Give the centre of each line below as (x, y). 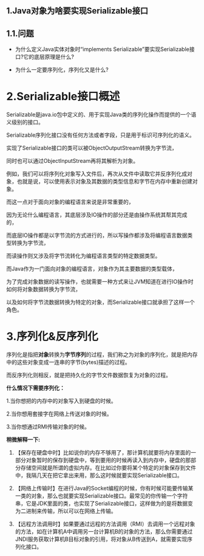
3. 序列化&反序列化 (52, 337)
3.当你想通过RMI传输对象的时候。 (48, 427)
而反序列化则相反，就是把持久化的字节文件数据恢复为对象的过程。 (89, 375)
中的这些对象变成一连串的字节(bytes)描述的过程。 (68, 362)
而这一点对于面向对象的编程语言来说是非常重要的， (70, 202)
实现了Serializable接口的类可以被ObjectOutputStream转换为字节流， (92, 148)
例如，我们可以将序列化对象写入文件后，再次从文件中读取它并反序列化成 (97, 174)
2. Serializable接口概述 (63, 97)
